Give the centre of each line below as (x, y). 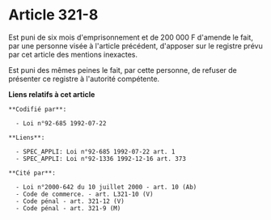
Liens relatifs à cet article (52, 94)
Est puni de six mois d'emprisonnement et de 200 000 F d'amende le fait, (131, 37)
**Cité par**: (32, 173)
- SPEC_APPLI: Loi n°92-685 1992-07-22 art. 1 (95, 151)
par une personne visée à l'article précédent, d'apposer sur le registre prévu (135, 45)
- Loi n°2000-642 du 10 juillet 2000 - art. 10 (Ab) (106, 187)
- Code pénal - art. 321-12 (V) (70, 201)
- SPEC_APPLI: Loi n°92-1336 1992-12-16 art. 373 (101, 159)
